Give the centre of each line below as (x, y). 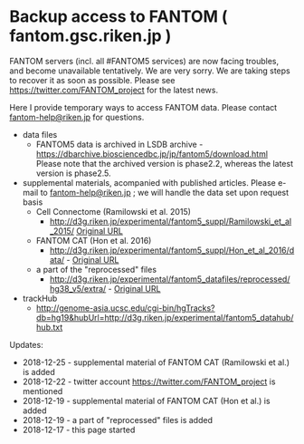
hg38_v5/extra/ (78, 288)
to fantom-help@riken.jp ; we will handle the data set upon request (165, 192)
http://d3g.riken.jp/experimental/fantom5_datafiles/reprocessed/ (170, 279)
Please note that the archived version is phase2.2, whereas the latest (165, 163)
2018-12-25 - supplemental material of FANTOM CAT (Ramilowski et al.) (156, 362)
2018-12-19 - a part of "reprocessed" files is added (117, 420)
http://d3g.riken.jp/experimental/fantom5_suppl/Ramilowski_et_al (171, 221)
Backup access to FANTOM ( (119, 17)
